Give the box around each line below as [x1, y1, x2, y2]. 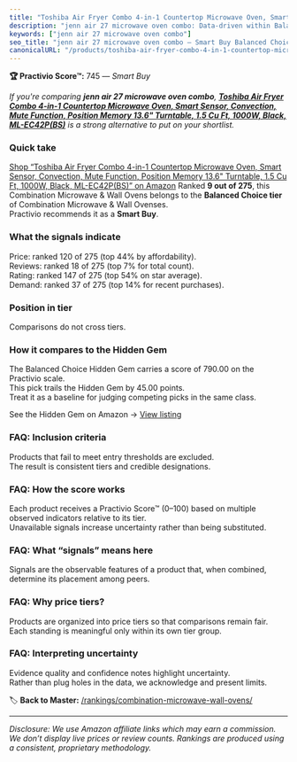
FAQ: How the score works [9, 483, 126, 495]
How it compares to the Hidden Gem [9, 343, 168, 355]
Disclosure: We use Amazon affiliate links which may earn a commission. [9, 723, 277, 734]
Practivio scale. [9, 373, 65, 384]
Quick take [9, 142, 57, 154]
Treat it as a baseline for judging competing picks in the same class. [9, 392, 256, 403]
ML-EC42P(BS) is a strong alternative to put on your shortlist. [9, 120, 235, 130]
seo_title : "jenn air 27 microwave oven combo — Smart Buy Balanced [9, 37, 267, 47]
